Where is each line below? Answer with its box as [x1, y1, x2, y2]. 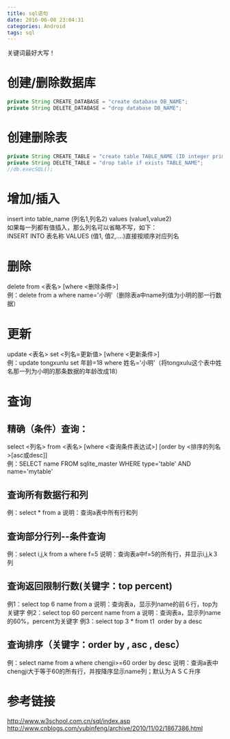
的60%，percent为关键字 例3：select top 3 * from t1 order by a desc [7, 617, 203, 625]
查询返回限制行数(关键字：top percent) [7, 580, 172, 592]
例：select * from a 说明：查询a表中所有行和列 [7, 508, 138, 517]
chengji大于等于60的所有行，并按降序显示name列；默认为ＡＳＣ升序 [7, 667, 201, 675]
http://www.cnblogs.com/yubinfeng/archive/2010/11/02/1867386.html [7, 724, 203, 732]
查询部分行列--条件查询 [7, 530, 106, 542]
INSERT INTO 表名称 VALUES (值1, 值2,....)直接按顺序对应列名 [7, 232, 179, 240]
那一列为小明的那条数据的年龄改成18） [12, 367, 122, 375]
